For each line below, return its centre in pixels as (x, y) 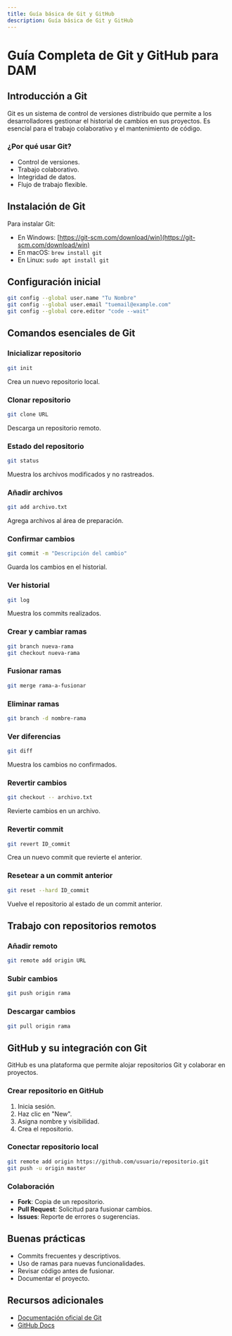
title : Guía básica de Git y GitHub (61, 14)
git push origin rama (39, 993)
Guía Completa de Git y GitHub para (113, 55)
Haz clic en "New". (45, 1114)
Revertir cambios (37, 783)
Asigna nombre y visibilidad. (58, 1121)
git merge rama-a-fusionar (47, 685)
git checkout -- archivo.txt (50, 798)
